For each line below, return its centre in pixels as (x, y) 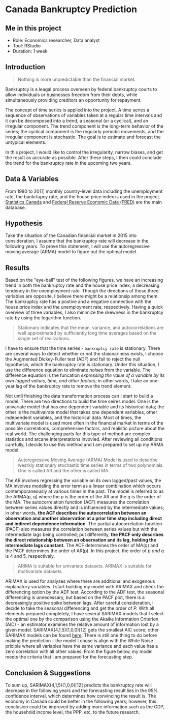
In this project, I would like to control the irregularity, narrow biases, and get (84, 152)
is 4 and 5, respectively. (30, 556)
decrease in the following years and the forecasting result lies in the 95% (82, 691)
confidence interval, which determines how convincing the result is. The (81, 696)
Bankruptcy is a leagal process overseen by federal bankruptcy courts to (81, 89)
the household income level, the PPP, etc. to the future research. (73, 712)
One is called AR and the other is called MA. (64, 471)
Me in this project (33, 28)
